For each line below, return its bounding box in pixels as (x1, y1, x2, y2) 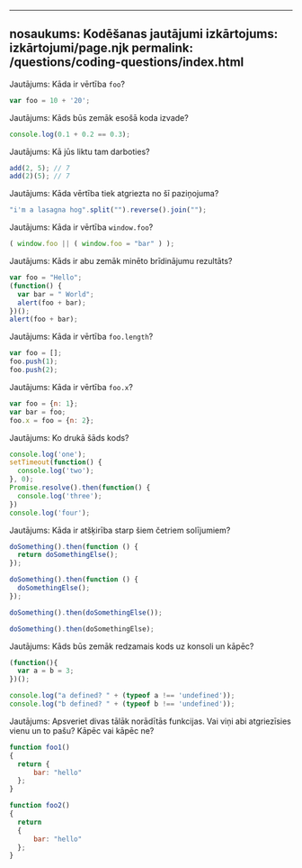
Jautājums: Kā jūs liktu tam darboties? (9, 146, 150, 157)
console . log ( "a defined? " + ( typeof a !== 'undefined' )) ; (9, 691, 235, 700)
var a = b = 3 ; (17, 666, 75, 676)
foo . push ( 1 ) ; (9, 357, 58, 366)
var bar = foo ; (9, 407, 67, 416)
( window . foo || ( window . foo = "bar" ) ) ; (9, 240, 175, 249)
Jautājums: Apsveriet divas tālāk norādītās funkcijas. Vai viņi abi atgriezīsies (9, 716, 292, 726)
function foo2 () (9, 801, 70, 810)
